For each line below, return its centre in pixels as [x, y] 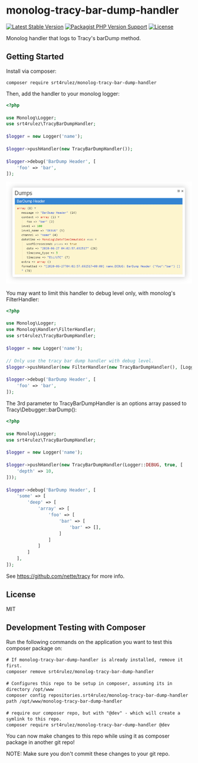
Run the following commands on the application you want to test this [89, 642]
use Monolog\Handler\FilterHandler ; [51, 330]
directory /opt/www [30, 689]
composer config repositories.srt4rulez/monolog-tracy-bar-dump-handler [97, 695]
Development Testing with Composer [76, 628]
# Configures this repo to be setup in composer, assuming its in [89, 683]
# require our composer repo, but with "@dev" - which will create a [93, 713]
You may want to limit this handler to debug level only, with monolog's [91, 293]
